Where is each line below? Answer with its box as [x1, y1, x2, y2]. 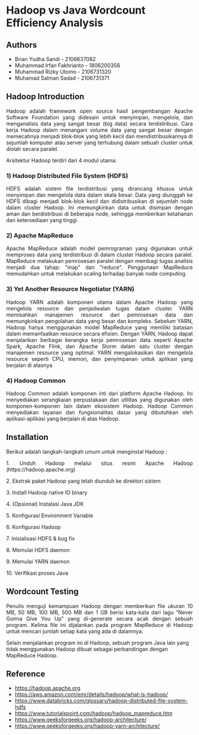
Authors [6, 40, 37, 50]
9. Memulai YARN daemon [6, 557, 70, 565]
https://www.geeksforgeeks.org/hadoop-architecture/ [14, 716, 147, 723]
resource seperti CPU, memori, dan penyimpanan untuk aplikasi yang [6, 355, 193, 362]
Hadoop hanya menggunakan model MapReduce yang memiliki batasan [6, 324, 193, 331]
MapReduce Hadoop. [6, 651, 58, 659]
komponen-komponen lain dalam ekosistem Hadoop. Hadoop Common [6, 403, 193, 410]
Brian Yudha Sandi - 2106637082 [14, 56, 96, 62]
